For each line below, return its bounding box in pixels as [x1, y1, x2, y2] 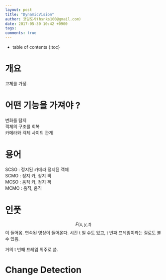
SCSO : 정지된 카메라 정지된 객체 [5, 166, 69, 172]
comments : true [5, 30, 37, 35]
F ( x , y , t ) [75, 221, 92, 227]
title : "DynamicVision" [5, 12, 55, 17]
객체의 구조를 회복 [5, 123, 40, 130]
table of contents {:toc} [12, 44, 60, 50]
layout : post [5, 7, 32, 12]
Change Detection [5, 264, 82, 276]
